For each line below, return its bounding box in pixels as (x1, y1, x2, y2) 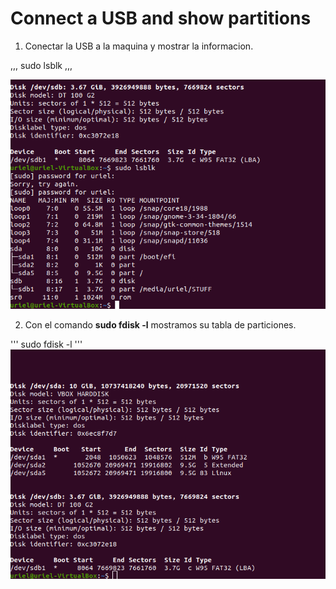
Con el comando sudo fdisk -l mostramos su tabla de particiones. (24, 318, 297, 331)
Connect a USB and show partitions (10, 7, 312, 30)
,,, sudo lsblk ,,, (10, 59, 73, 71)
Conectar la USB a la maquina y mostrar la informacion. (24, 40, 254, 52)
